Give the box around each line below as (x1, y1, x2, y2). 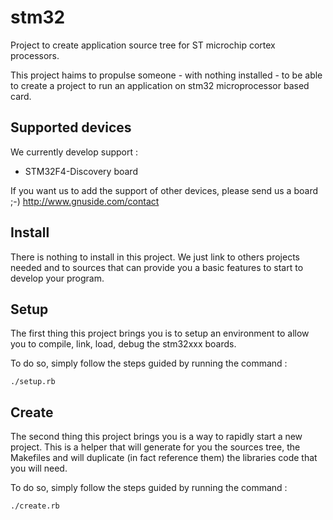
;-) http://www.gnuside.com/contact (10, 195, 160, 207)
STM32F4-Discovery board (24, 165, 138, 177)
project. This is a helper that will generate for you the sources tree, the (10, 441, 301, 453)
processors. (10, 49, 60, 61)
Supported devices (10, 119, 132, 136)
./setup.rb (10, 377, 56, 387)
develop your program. (10, 272, 105, 284)
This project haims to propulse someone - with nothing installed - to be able (10, 69, 323, 81)
